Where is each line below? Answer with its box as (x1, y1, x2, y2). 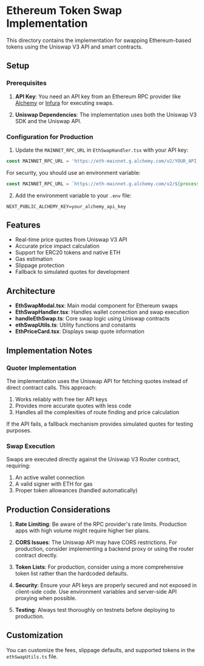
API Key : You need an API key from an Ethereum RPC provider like (15, 92, 181, 100)
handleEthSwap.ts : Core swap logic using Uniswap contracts (15, 315, 170, 322)
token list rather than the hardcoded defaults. (15, 570, 129, 577)
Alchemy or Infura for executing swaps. (15, 99, 114, 106)
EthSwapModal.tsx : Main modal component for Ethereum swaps (15, 302, 178, 310)
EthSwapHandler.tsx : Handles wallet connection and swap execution (15, 308, 189, 316)
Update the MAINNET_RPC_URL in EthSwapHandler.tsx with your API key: (15, 146, 189, 154)
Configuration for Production (6, 132, 93, 141)
